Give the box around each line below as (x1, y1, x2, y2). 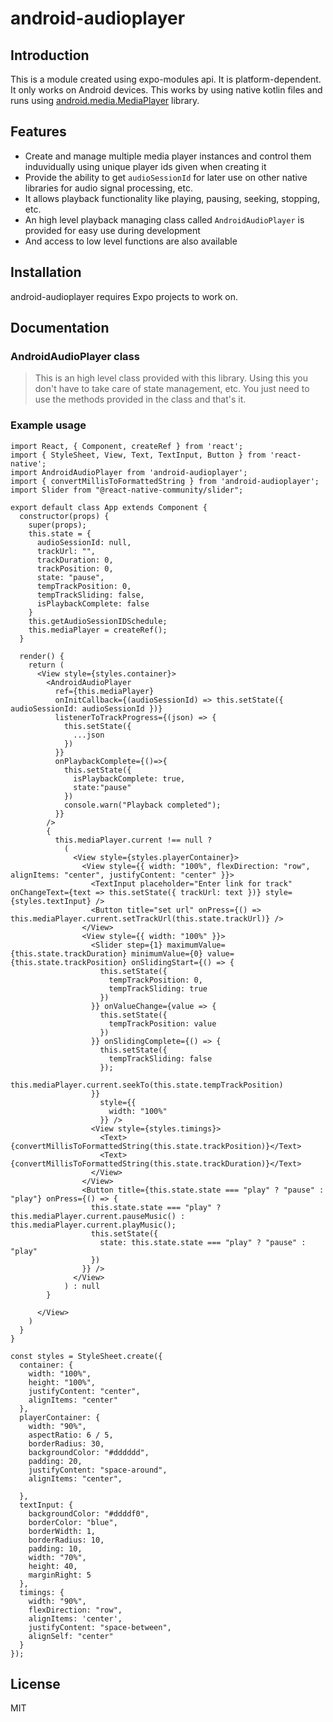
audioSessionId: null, (36, 537, 132, 547)
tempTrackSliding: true (108, 983, 208, 994)
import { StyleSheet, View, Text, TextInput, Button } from (10, 450, 267, 460)
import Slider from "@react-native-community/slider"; (10, 485, 244, 495)
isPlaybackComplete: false (36, 598, 150, 609)
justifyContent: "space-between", (28, 1622, 172, 1632)
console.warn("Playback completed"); (63, 800, 222, 810)
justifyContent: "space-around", (28, 1465, 168, 1475)
